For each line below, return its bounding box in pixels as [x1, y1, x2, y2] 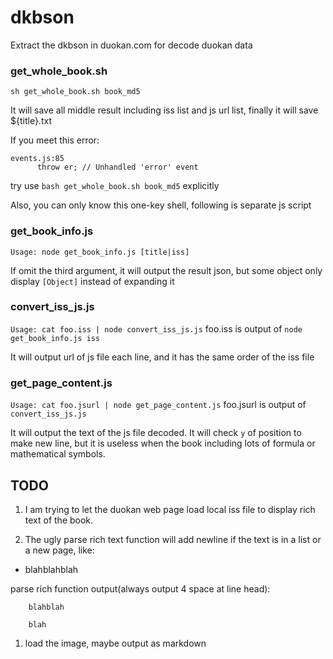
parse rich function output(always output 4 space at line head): [10, 582, 271, 595]
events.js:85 [10, 154, 65, 164]
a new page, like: [24, 544, 95, 556]
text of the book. [24, 514, 94, 526]
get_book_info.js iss [10, 333, 101, 343]
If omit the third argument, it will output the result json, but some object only [10, 264, 323, 276]
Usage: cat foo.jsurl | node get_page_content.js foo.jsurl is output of [10, 399, 307, 411]
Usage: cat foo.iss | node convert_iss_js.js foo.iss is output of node [10, 322, 303, 335]
